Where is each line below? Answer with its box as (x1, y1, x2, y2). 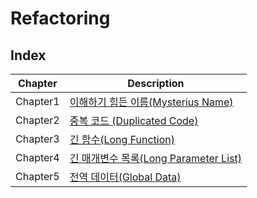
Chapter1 (15, 95, 60, 108)
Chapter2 (15, 113, 60, 127)
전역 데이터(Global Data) (69, 170, 182, 184)
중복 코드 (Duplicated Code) (69, 114, 199, 127)
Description (127, 77, 185, 90)
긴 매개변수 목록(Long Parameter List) (69, 152, 242, 165)
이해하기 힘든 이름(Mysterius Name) (69, 95, 234, 109)
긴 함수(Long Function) (69, 133, 176, 146)
